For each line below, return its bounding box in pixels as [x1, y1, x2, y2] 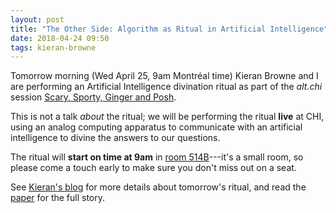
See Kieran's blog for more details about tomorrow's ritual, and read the [10, 181, 307, 193]
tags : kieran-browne [10, 42, 97, 53]
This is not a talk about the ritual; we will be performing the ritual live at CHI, [10, 111, 325, 123]
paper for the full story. [10, 192, 106, 204]
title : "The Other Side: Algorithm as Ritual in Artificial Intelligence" [10, 24, 329, 34]
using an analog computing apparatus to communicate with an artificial [10, 121, 303, 133]
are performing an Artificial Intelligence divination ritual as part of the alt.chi [10, 81, 323, 93]
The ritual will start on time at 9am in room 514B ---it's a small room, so [10, 151, 304, 163]
